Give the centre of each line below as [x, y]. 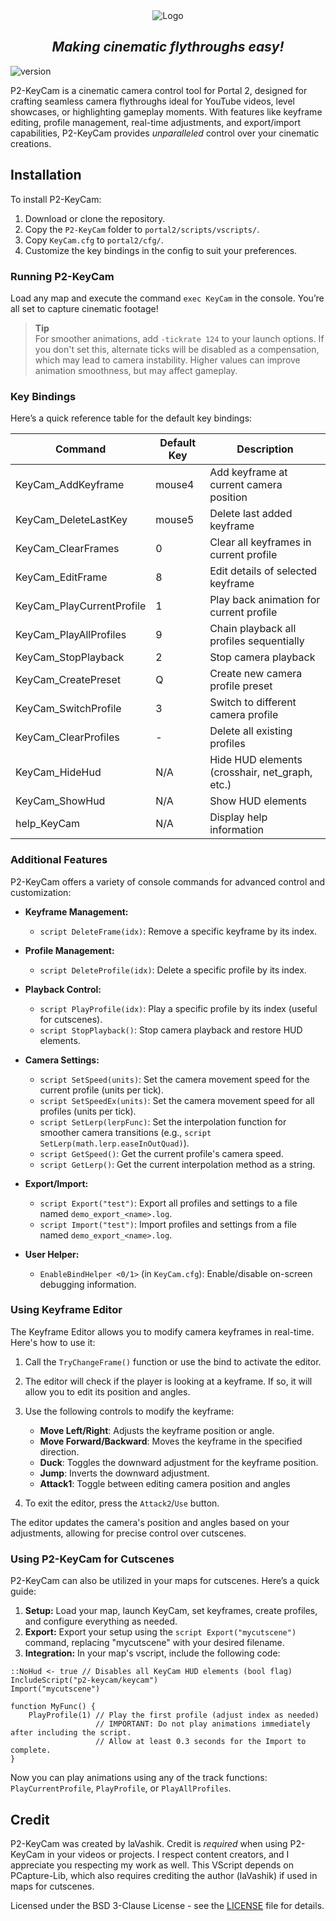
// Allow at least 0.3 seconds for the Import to [201, 1742]
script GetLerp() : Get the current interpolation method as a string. [177, 1164]
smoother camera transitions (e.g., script [125, 1132]
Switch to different [253, 702]
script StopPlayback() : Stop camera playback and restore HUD [171, 1030]
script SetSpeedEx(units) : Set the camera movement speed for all [177, 1100]
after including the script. [71, 1733]
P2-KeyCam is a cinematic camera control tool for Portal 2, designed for [159, 90]
